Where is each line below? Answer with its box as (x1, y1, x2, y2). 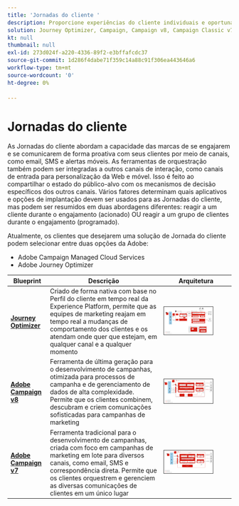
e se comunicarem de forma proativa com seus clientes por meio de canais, (7, 150, 230, 158)
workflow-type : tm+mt (7, 64, 72, 71)
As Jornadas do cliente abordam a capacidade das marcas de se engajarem (7, 142, 230, 151)
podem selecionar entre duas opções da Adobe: (7, 239, 149, 248)
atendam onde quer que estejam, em (49, 333, 158, 341)
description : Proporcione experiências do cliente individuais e (7, 19, 205, 26)
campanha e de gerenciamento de (49, 380, 151, 389)
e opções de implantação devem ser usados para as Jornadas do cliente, (7, 195, 223, 203)
